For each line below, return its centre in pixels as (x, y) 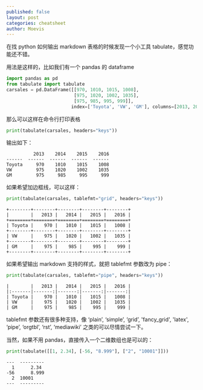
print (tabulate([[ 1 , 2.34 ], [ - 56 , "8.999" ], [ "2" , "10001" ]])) (88, 351)
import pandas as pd (32, 79)
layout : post (23, 18)
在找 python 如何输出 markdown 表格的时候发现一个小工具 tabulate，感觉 (98, 47)
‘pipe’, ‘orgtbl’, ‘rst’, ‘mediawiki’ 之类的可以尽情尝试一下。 (76, 327)
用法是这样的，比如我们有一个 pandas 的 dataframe (70, 67)
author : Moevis (25, 29)
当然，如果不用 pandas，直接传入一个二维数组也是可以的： (80, 340)
